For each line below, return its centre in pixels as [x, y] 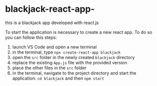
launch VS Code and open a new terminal [55, 47]
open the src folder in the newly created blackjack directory [73, 57]
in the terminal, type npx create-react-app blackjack [66, 52]
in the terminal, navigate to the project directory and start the [74, 73]
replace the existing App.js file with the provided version [70, 62]
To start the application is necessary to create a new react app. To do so [79, 32]
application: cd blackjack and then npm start [58, 78]
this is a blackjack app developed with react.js [52, 23]
